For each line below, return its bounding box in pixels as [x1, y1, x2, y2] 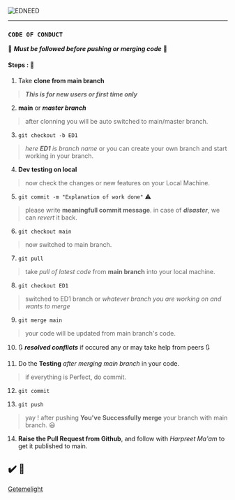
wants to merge [24, 301, 70, 310]
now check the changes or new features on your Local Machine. [24, 178, 210, 187]
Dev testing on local [17, 165, 77, 173]
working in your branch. [24, 151, 94, 160]
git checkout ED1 [17, 282, 69, 290]
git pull [17, 255, 44, 262]
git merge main [17, 317, 63, 324]
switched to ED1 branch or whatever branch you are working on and [24, 294, 222, 303]
